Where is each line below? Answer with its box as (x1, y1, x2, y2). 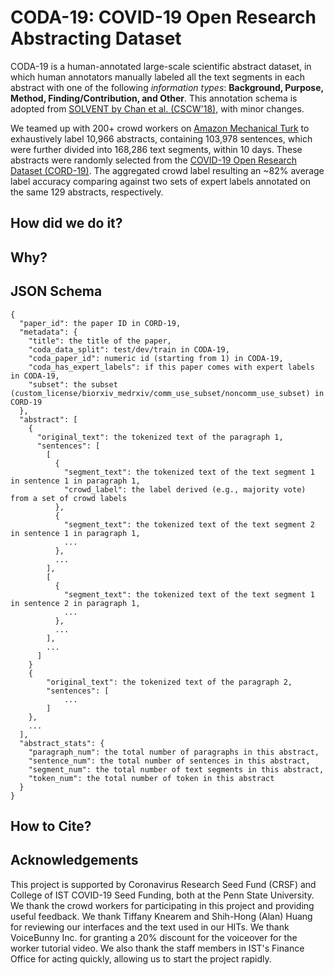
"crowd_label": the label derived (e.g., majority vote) (63, 484, 307, 495)
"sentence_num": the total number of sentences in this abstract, (28, 756, 311, 766)
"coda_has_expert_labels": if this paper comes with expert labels (28, 362, 315, 372)
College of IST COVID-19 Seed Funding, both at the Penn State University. (10, 889, 315, 901)
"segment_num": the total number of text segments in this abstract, (28, 764, 325, 775)
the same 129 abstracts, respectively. (10, 186, 164, 198)
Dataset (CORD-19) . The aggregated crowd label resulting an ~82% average (10, 164, 325, 176)
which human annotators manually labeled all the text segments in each (10, 71, 306, 83)
